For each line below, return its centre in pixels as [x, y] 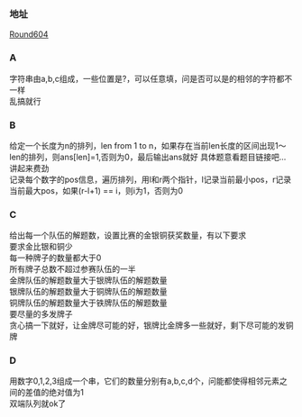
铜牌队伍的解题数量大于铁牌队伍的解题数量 [88, 303]
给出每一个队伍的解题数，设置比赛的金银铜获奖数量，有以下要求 [128, 235]
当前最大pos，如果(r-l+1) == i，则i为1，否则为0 [96, 190]
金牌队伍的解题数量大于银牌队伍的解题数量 [88, 280]
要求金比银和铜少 [41, 247]
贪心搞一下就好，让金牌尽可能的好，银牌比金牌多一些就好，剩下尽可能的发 [147, 325]
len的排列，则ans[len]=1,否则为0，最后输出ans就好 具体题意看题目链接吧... [148, 157]
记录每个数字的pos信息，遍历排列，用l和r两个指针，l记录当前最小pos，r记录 [151, 179]
